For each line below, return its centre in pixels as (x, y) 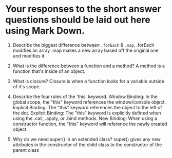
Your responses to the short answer (83, 9)
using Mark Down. (45, 31)
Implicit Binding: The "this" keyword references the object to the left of (88, 107)
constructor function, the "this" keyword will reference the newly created (90, 124)
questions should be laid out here (78, 20)
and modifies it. (29, 56)
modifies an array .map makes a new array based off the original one (85, 50)
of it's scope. (27, 86)
